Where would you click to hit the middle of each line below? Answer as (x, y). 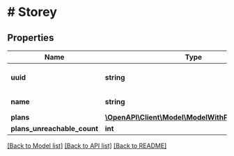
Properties (31, 38)
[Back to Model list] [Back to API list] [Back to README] (87, 146)
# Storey (32, 12)
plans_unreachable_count (55, 129)
